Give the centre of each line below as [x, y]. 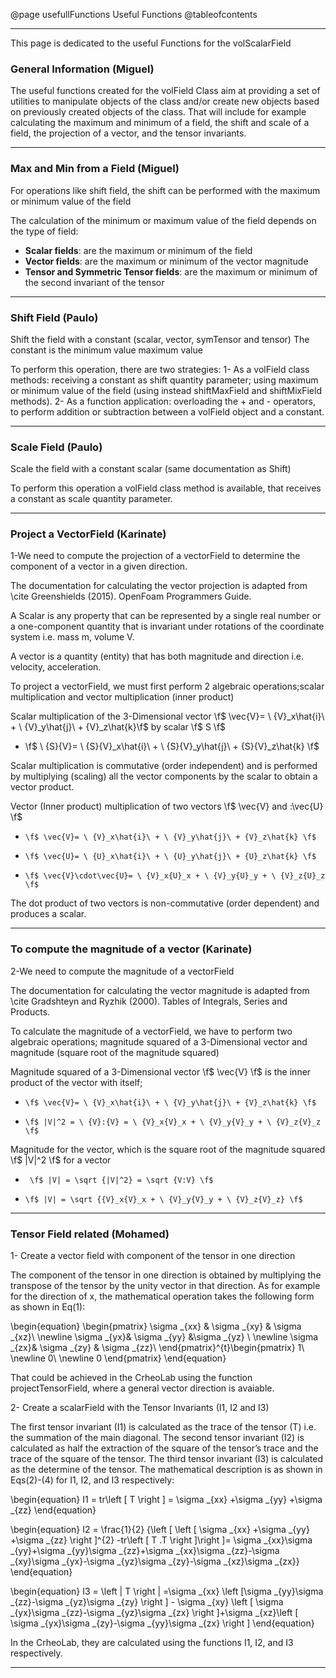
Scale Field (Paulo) [56, 447]
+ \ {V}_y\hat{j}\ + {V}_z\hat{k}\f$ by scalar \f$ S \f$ [118, 727]
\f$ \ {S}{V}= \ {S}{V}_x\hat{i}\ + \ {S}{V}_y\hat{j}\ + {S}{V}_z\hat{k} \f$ [172, 746]
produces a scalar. [48, 914]
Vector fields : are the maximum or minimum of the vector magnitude [166, 261]
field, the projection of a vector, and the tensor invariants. [128, 133]
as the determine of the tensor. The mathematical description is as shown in [166, 1470]
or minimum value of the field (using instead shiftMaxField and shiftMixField [166, 390]
